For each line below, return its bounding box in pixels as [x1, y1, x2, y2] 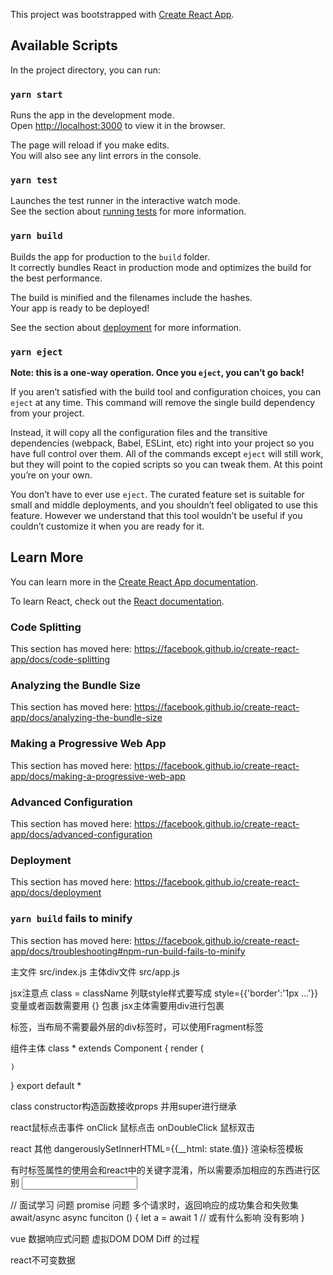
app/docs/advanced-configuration [10, 829, 153, 840]
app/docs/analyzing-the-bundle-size [10, 712, 163, 724]
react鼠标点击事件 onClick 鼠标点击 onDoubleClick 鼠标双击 [10, 1121, 256, 1133]
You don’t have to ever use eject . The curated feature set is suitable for [10, 489, 305, 500]
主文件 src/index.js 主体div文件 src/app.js [10, 965, 180, 978]
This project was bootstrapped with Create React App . [10, 9, 235, 20]
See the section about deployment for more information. [10, 321, 242, 333]
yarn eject [10, 346, 63, 358]
